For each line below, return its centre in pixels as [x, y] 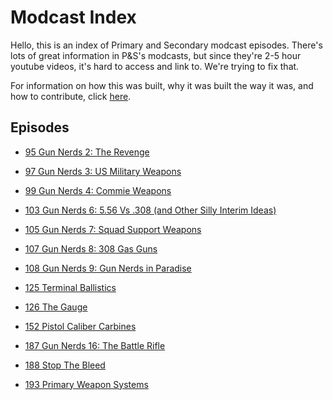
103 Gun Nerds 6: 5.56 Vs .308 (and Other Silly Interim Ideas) [150, 210]
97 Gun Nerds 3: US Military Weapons [103, 171]
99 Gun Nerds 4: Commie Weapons [98, 190]
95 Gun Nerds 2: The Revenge [87, 152]
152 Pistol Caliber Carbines [80, 326]
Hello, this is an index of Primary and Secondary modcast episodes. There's [166, 45]
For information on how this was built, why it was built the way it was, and [162, 85]
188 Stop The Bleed [65, 365]
